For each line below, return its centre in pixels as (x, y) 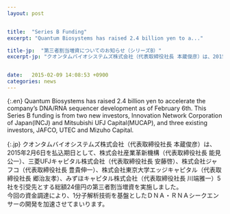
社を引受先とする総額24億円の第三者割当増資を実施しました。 (95, 187)
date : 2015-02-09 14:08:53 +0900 (58, 75)
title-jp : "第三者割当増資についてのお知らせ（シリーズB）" (85, 51)
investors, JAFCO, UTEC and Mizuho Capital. (71, 130)
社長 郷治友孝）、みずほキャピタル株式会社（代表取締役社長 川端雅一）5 (120, 178)
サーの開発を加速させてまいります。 (57, 204)
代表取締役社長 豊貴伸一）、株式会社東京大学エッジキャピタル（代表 (120, 170)
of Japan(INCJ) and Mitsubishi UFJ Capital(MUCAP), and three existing (107, 122)
